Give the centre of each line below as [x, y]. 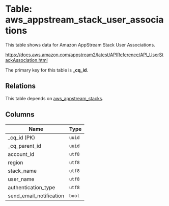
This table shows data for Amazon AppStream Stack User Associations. [80, 44]
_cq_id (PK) [22, 138]
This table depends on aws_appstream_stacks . [54, 98]
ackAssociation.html [26, 60]
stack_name [22, 171]
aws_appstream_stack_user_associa [84, 20]
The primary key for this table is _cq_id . [47, 70]
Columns [20, 115]
